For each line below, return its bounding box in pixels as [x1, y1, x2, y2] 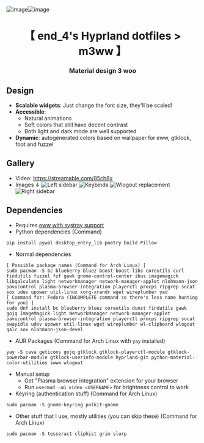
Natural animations [24, 114, 72, 122]
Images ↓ [15, 181, 40, 188]
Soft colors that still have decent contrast [24, 121, 128, 128]
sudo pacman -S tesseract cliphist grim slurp [6, 431, 127, 437]
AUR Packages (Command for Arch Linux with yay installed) [15, 337, 166, 345]
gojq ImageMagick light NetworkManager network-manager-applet [6, 310, 171, 317]
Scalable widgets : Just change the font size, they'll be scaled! [15, 101, 173, 109]
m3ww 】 [78, 45, 127, 58]
